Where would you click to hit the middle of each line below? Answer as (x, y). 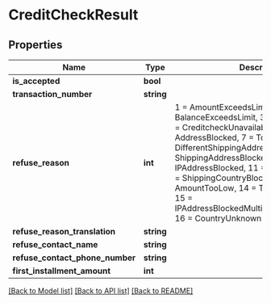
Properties (35, 45)
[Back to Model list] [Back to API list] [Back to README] (101, 291)
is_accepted (36, 81)
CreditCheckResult (73, 15)
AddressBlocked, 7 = (214, 137)
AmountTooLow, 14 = (215, 188)
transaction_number (52, 94)
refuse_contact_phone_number (74, 258)
